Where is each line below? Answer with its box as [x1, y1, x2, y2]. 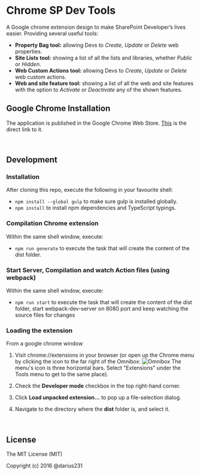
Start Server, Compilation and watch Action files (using [6, 266, 169, 274]
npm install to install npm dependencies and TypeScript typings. [14, 205, 177, 212]
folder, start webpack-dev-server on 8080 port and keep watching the [14, 305, 189, 312]
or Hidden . [14, 61, 41, 68]
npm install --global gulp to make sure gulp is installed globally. [14, 198, 178, 205]
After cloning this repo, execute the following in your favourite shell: [6, 187, 173, 194]
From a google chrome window [6, 340, 83, 347]
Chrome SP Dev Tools [6, 4, 116, 17]
